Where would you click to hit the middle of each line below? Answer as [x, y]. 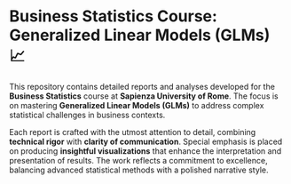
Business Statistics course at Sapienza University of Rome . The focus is [144, 96]
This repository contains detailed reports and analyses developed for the [142, 86]
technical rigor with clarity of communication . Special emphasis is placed [146, 141]
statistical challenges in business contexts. [87, 115]
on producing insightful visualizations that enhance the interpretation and [145, 151]
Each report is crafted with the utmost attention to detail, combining [133, 132]
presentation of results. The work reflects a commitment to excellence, [138, 160]
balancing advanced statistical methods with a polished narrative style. [139, 170]
